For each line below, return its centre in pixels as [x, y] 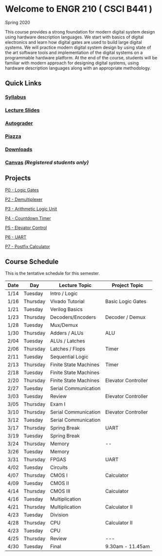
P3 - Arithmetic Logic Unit [31, 209]
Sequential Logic [69, 357]
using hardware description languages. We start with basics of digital [74, 37]
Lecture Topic [75, 286]
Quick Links [23, 83]
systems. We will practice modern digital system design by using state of [78, 47]
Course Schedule [32, 262]
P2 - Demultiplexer [24, 199]
